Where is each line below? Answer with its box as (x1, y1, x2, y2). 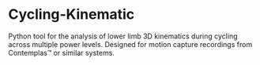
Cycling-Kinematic (8, 5, 135, 23)
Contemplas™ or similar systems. (8, 48, 115, 57)
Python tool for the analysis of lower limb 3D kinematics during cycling (8, 31, 238, 41)
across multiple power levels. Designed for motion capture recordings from (8, 39, 253, 49)
